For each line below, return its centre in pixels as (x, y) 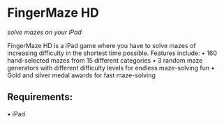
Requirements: (40, 97)
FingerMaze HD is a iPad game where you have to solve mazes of (102, 45)
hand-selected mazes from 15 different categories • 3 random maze (105, 60)
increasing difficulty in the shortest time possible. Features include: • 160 (112, 53)
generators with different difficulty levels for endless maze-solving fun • (111, 68)
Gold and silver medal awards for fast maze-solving (81, 75)
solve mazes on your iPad (45, 32)
